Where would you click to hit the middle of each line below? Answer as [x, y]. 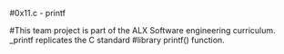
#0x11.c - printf [38, 13]
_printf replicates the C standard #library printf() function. [117, 40]
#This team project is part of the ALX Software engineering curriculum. [142, 30]
